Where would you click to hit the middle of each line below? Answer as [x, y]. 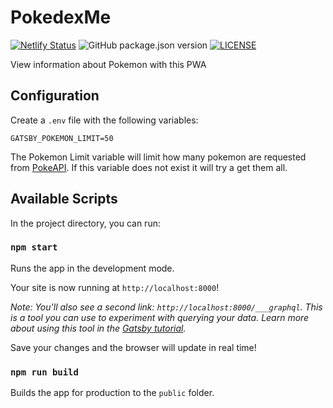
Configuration [55, 96]
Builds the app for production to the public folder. [112, 393]
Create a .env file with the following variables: [104, 120]
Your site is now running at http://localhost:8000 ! [115, 287]
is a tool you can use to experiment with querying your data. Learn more [160, 317]
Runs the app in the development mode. [92, 268]
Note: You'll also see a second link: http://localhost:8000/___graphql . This [166, 307]
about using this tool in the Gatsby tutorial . [98, 328]
